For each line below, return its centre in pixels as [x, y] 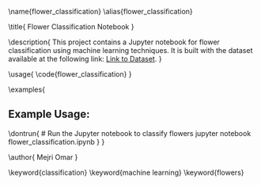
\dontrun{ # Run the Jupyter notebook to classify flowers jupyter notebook [130, 133]
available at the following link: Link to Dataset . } [85, 59]
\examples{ [27, 89]
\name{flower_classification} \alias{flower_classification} [101, 11]
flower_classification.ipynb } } [57, 142]
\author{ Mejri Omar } [43, 157]
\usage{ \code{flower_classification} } [70, 74]
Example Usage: [49, 114]
